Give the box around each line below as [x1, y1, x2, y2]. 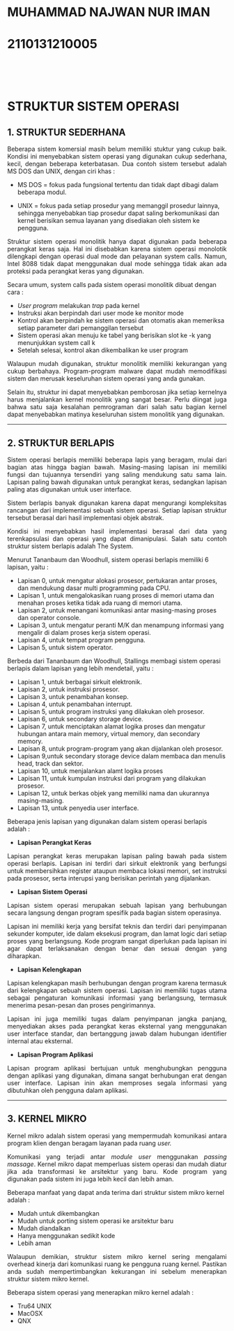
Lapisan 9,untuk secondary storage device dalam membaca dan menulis [17, 751, 226, 760]
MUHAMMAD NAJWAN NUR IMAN [7, 4, 210, 20]
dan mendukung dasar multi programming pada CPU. [17, 584, 171, 592]
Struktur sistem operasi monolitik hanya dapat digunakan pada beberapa [7, 237, 227, 246]
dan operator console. [17, 613, 81, 622]
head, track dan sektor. [17, 759, 84, 767]
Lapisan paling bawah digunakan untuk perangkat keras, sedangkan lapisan [7, 478, 227, 486]
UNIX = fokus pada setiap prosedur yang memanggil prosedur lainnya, [17, 202, 220, 210]
